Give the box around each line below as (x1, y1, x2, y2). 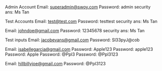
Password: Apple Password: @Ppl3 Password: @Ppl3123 (5, 51, 118, 57)
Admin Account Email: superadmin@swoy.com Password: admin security (5, 4, 151, 10)
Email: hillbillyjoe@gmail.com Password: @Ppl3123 (5, 61, 106, 66)
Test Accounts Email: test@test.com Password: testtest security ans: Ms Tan (5, 19, 158, 24)
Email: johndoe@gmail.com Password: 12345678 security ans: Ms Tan (5, 28, 145, 33)
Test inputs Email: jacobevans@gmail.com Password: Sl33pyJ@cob (5, 37, 140, 43)
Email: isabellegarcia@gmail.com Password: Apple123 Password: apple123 (5, 47, 153, 52)
